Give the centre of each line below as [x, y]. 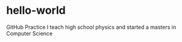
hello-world [36, 10]
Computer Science [30, 33]
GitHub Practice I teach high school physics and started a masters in [91, 27]
